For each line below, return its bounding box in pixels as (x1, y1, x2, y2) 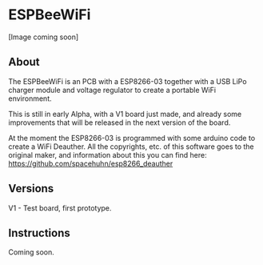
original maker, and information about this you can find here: (8, 150, 207, 159)
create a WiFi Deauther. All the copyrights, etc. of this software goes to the (8, 142, 254, 151)
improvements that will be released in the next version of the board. (8, 118, 231, 127)
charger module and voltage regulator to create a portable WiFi (8, 85, 217, 94)
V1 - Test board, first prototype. (8, 203, 112, 213)
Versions (8, 182, 54, 195)
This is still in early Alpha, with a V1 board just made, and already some (8, 109, 242, 118)
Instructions (8, 226, 70, 239)
